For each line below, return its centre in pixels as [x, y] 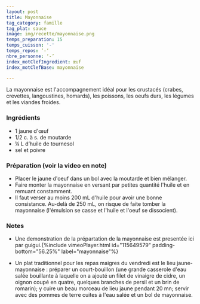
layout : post [22, 12]
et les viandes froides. [33, 102]
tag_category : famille [34, 23]
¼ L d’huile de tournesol [44, 144]
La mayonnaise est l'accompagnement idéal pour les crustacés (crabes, [95, 90]
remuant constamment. [44, 191]
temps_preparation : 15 [34, 39]
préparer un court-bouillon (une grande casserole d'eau [118, 269]
